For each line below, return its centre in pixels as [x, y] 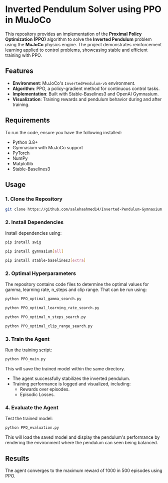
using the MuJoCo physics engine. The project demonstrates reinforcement [83, 44]
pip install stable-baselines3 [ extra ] [45, 261]
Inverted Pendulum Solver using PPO [83, 9]
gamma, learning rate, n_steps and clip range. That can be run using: [76, 289]
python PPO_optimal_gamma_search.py [43, 299]
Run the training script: [29, 350]
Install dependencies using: [33, 233]
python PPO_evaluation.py [32, 428]
